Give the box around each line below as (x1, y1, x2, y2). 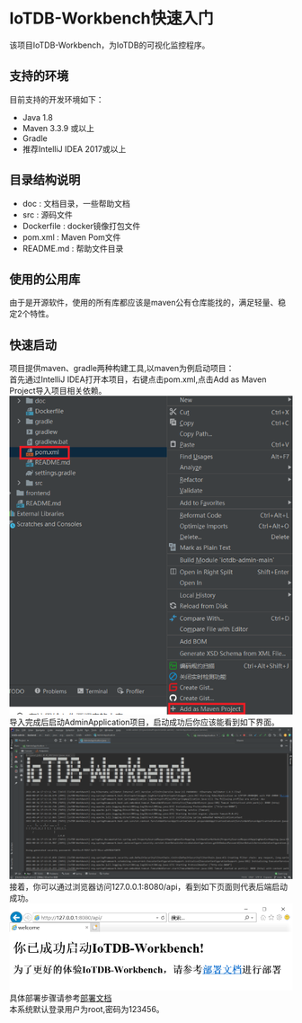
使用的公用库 (9, 271, 81, 287)
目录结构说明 (9, 173, 81, 188)
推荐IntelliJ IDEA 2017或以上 (22, 143, 127, 154)
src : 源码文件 (22, 209, 74, 220)
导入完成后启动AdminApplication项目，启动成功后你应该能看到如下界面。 (9, 716, 280, 727)
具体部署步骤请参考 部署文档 (9, 992, 112, 1003)
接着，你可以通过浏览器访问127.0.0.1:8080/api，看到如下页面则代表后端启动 (9, 881, 289, 892)
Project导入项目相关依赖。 (9, 386, 107, 396)
